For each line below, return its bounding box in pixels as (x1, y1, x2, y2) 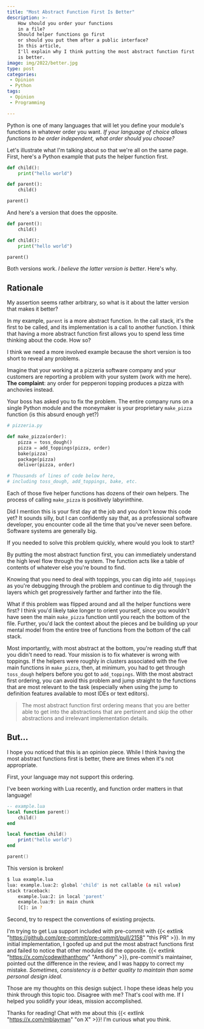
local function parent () (7, 808, 70, 815)
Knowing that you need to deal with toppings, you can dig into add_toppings (7, 576, 196, 583)
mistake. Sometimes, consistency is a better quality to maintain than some (7, 966, 194, 974)
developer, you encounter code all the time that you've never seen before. (7, 521, 192, 528)
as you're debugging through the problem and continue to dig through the (7, 582, 192, 590)
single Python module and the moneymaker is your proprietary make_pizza (7, 405, 192, 412)
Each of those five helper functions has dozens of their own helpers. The (7, 490, 189, 497)
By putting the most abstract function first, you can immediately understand (7, 551, 197, 558)
